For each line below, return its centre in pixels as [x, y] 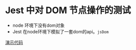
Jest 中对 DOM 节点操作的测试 [68, 10]
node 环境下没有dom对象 [39, 25]
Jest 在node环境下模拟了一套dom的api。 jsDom [61, 31]
